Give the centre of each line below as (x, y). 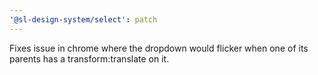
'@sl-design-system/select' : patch (83, 19)
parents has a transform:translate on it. (89, 58)
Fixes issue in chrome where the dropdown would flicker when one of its (159, 48)
